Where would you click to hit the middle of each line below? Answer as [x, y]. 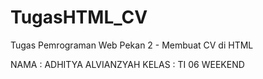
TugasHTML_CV [79, 17]
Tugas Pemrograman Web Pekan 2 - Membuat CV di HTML [132, 45]
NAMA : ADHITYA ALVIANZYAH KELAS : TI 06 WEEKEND [127, 64]
